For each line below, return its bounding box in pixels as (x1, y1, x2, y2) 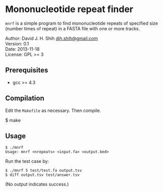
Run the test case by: (5, 158, 49, 164)
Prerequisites (5, 66, 48, 75)
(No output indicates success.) (5, 181, 69, 187)
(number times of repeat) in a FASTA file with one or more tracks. (5, 25, 140, 31)
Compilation (5, 94, 44, 103)
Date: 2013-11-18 (5, 46, 40, 52)
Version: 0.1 (5, 40, 29, 46)
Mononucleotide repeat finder (5, 4, 133, 15)
